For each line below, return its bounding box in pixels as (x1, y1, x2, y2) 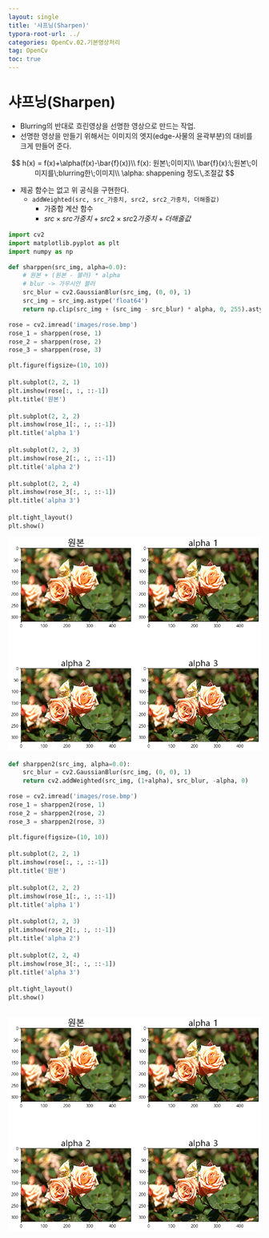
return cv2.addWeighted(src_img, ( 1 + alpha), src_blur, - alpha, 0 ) (22, 777, 249, 785)
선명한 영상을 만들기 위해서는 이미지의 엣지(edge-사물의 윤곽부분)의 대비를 (19, 131, 253, 140)
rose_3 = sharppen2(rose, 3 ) (8, 818, 106, 826)
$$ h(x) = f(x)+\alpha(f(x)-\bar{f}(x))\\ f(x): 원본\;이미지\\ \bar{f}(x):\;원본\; (10, 158, 252, 167)
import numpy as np (8, 247, 74, 255)
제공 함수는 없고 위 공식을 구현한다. (19, 185, 130, 195)
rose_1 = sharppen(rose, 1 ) (8, 329, 102, 337)
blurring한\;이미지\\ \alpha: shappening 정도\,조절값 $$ (58, 168, 235, 178)
